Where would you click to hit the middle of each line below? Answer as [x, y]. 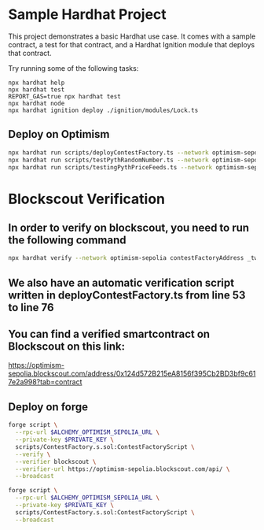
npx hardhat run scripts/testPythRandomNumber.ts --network [109, 160]
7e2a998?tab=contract [45, 382]
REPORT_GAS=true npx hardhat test [65, 96]
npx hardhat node [37, 103]
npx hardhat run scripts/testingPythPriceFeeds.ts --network [110, 167]
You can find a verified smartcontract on [109, 334]
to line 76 [31, 308]
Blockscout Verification [87, 199]
